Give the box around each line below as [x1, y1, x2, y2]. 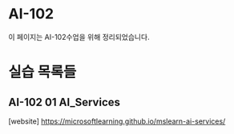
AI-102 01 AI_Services [8, 95, 121, 108]
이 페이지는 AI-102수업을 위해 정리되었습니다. [8, 32, 150, 41]
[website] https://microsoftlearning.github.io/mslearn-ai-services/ [8, 116, 226, 126]
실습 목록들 [8, 63, 77, 81]
